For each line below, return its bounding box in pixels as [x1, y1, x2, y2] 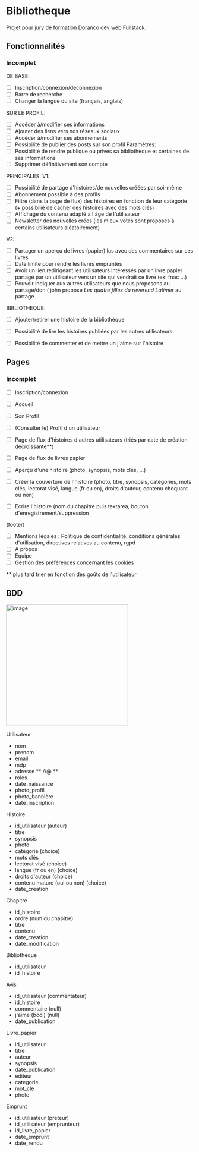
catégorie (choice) [14, 848, 61, 855]
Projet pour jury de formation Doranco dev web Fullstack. [6, 24, 147, 31]
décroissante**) [14, 443, 55, 450]
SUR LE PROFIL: [6, 109, 46, 117]
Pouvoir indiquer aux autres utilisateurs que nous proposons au [14, 279, 170, 287]
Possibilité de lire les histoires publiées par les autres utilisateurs [14, 328, 173, 335]
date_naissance [14, 780, 53, 788]
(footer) [6, 521, 25, 528]
